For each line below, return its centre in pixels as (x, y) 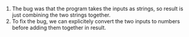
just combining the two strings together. (61, 15)
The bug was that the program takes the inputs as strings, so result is (97, 9)
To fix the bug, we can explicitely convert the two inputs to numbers (96, 21)
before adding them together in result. (59, 27)
